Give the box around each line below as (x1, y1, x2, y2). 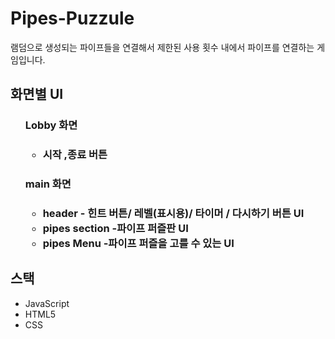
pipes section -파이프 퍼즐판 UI (42, 222, 189, 236)
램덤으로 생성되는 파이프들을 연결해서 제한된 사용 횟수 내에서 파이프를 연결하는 (10, 41, 315, 53)
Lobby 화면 (24, 118, 78, 132)
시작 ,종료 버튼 (42, 148, 108, 162)
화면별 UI (10, 86, 64, 103)
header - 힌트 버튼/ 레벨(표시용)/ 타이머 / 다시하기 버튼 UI (42, 207, 305, 221)
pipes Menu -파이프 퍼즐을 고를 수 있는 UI (42, 237, 235, 251)
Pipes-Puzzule (10, 7, 135, 30)
